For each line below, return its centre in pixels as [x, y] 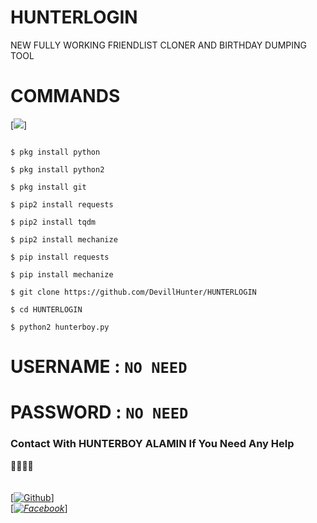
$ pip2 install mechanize [64, 239]
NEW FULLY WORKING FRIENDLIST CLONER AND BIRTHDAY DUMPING [158, 45]
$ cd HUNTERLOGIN [46, 309]
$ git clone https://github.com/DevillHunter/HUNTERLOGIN [133, 292]
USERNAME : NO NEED [99, 367]
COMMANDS [65, 96]
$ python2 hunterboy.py [60, 327]
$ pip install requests [60, 257]
